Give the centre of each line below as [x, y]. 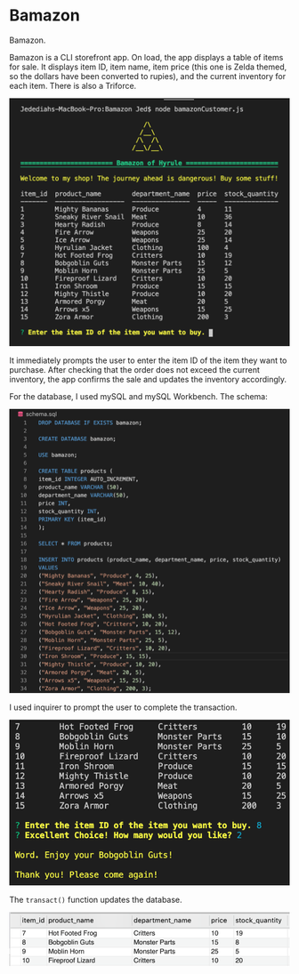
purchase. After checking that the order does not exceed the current [135, 369]
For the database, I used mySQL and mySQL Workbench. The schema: [139, 396]
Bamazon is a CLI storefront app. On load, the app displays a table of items [146, 57]
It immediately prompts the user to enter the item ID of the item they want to [148, 360]
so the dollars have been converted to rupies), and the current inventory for [148, 76]
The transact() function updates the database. [96, 899]
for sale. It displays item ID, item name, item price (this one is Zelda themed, [148, 67]
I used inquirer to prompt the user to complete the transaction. [123, 707]
